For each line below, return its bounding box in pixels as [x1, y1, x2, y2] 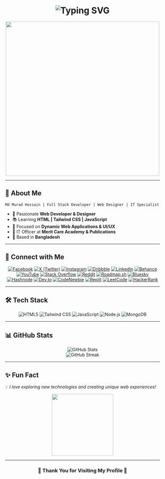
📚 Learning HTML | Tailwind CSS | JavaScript [12, 216, 107, 222]
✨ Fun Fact [5, 370, 39, 379]
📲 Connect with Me [5, 253, 65, 261]
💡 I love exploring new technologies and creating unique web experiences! [5, 384, 156, 390]
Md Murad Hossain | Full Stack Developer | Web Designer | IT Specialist [5, 202, 160, 207]
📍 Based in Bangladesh [12, 234, 60, 240]
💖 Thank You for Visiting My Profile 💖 [37, 467, 128, 474]
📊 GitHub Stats [5, 331, 53, 339]
